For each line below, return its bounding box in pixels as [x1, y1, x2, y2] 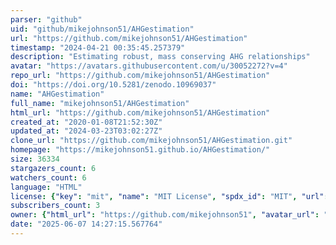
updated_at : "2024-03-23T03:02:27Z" [10, 126, 163, 136]
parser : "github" [10, 14, 83, 25]
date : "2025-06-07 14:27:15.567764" [10, 219, 163, 230]
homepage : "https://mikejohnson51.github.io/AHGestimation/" [10, 145, 271, 155]
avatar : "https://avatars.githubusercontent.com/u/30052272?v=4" [10, 61, 288, 71]
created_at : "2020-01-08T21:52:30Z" [10, 117, 163, 127]
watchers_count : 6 [10, 172, 87, 183]
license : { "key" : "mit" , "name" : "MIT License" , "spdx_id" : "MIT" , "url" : [10, 191, 329, 201]
